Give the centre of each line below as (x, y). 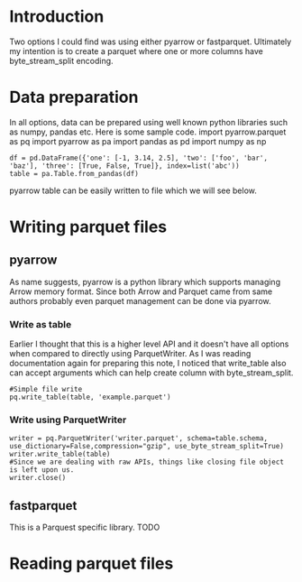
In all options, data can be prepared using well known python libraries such (149, 122)
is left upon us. (42, 470)
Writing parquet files (88, 227)
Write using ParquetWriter (68, 420)
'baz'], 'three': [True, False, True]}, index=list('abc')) (125, 166)
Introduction (57, 17)
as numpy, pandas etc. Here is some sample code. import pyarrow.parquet (148, 132)
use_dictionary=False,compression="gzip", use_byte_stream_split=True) (146, 447)
